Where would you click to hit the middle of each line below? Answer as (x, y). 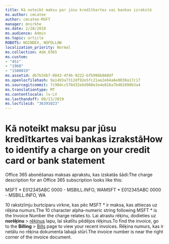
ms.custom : (17, 57)
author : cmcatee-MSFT (28, 19)
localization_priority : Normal (38, 47)
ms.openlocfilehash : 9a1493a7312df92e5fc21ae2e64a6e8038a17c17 (73, 80)
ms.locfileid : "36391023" (32, 104)
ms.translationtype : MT (30, 89)
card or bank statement (55, 161)
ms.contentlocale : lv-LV (31, 94)
